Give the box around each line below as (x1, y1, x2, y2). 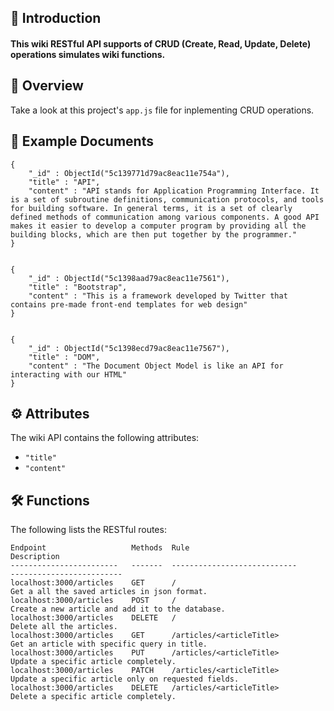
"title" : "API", (28, 177, 101, 187)
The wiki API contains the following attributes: (10, 432, 200, 444)
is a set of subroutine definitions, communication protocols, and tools (10, 194, 325, 205)
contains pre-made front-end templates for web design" (10, 299, 248, 310)
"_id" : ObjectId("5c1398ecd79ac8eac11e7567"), (28, 343, 230, 353)
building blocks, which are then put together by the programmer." (10, 229, 298, 240)
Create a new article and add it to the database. (10, 604, 226, 615)
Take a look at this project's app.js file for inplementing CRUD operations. (10, 104, 315, 116)
